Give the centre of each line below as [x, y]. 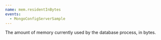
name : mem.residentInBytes [33, 10]
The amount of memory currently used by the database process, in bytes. [81, 33]
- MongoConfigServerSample [38, 19]
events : [13, 14]
